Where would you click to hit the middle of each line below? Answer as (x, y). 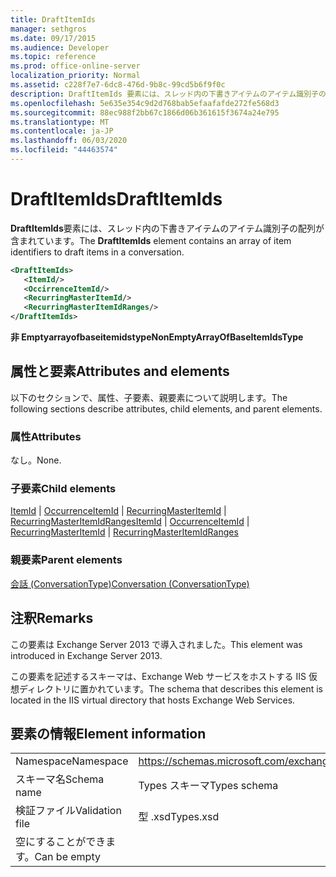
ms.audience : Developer (60, 47)
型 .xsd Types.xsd (179, 817)
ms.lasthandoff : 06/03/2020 (69, 141)
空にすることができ (61, 842)
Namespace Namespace (72, 761)
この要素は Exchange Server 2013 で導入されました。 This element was (156, 644)
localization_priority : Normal (75, 76)
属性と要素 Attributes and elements (120, 371)
